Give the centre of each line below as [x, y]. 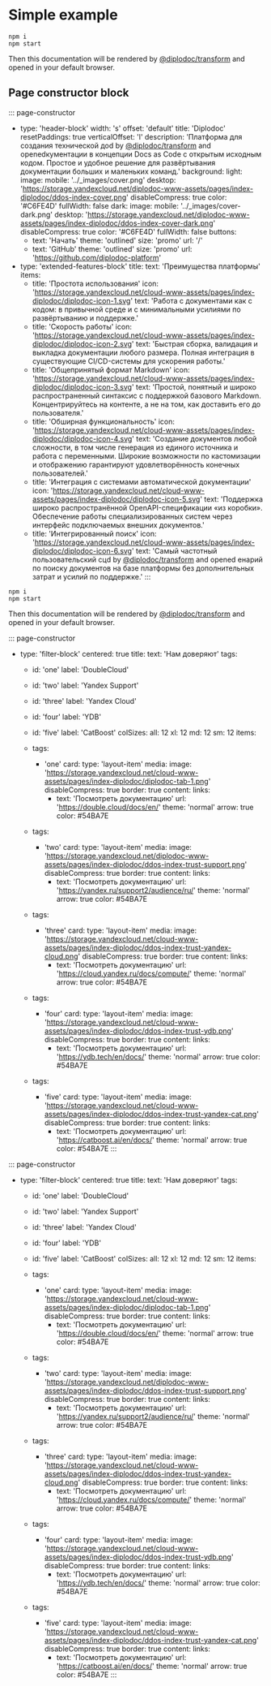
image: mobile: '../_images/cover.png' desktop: [98, 179]
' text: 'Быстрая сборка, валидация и [195, 343]
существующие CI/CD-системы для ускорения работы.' [129, 361]
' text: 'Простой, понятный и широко [194, 386]
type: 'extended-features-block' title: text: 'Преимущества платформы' [140, 266]
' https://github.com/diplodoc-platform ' [97, 257]
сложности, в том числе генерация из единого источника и [135, 447]
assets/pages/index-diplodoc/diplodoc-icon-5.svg [116, 499]
